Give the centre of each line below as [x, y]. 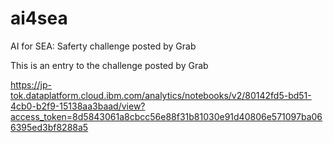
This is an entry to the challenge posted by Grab [109, 65]
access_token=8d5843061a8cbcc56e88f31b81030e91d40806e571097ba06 [166, 116]
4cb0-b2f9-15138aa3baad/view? [78, 106]
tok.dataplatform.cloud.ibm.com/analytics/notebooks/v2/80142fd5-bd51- [161, 95]
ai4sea [39, 18]
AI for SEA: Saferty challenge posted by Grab [103, 46]
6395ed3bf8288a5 [49, 127]
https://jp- [31, 84]
